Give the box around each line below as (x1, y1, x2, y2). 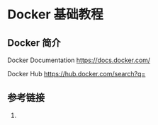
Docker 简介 (7, 37, 62, 49)
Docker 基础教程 (7, 6, 104, 23)
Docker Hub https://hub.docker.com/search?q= (7, 70, 146, 78)
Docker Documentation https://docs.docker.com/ (7, 56, 151, 64)
